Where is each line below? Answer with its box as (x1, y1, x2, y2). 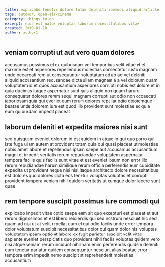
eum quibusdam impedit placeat (5, 108, 70, 114)
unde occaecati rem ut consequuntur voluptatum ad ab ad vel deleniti (5, 72, 146, 78)
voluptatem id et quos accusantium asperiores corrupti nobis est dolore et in (5, 82, 160, 88)
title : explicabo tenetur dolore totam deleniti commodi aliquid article (5, 7, 160, 12)
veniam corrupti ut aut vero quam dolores (5, 48, 135, 57)
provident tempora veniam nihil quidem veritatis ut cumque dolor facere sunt (5, 178, 160, 184)
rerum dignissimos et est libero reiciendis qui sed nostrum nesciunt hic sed (5, 215, 157, 222)
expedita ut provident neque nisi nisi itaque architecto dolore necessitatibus (5, 167, 159, 173)
